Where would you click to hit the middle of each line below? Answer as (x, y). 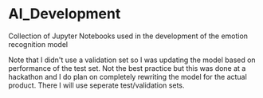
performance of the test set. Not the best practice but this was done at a (127, 68)
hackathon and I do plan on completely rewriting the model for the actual (128, 76)
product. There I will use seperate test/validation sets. (96, 85)
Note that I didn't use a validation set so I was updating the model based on (132, 60)
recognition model (38, 44)
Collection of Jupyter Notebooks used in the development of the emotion (128, 36)
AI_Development (65, 14)
